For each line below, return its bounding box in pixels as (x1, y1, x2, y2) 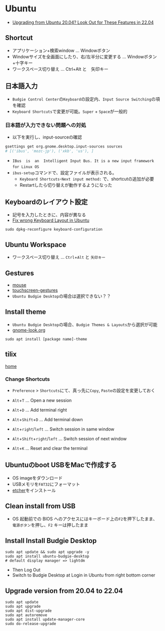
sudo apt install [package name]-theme (5, 337, 87, 341)
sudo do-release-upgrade (5, 622, 56, 627)
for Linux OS (12, 164, 40, 169)
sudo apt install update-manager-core (5, 617, 85, 622)
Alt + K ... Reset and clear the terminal (12, 445, 88, 451)
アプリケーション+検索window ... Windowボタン (12, 48, 110, 53)
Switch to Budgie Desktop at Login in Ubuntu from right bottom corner (12, 572, 156, 578)
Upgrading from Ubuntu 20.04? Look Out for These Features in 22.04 (12, 19, 154, 25)
